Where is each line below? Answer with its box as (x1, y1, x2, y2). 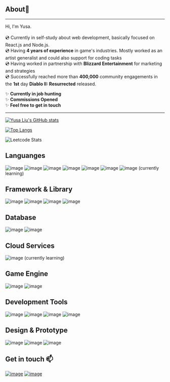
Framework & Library (5, 185, 73, 194)
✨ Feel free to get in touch (5, 102, 61, 108)
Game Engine (5, 270, 48, 278)
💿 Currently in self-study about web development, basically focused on (5, 34, 155, 41)
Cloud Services (5, 241, 55, 250)
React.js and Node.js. (5, 42, 50, 48)
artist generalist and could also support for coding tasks (5, 54, 122, 61)
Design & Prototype (5, 326, 68, 335)
